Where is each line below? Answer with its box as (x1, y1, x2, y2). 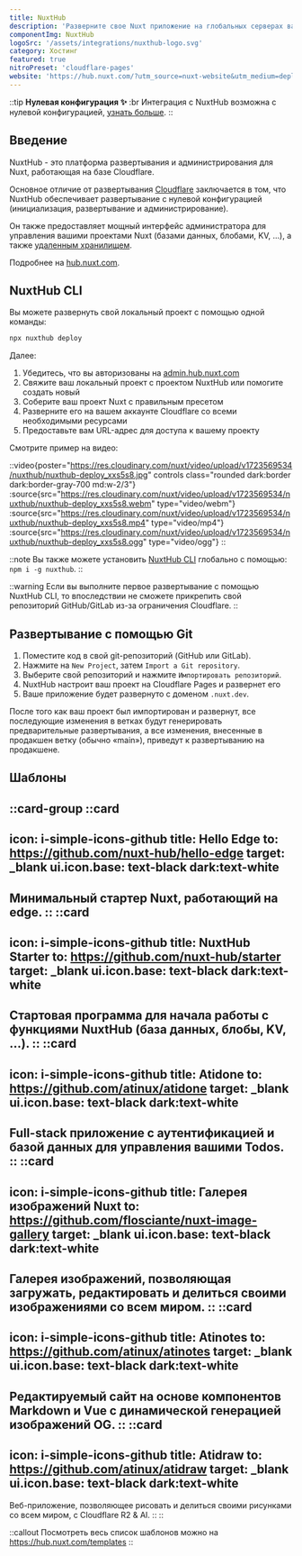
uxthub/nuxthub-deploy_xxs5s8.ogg (9, 537, 144, 548)
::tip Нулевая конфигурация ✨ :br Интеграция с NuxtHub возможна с (9, 96, 277, 107)
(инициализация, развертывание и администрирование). (9, 203, 229, 214)
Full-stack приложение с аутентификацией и (9, 1125, 275, 1141)
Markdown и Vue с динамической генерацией (9, 1403, 281, 1418)
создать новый (22, 387, 81, 397)
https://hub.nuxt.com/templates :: (9, 1536, 134, 1547)
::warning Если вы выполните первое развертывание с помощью (9, 581, 259, 592)
